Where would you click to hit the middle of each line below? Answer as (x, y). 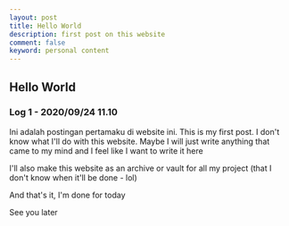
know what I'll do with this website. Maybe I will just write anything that (140, 141)
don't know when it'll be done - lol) (74, 177)
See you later (33, 212)
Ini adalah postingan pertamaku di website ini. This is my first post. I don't (144, 131)
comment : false (37, 42)
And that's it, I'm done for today (68, 195)
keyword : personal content (59, 51)
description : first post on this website (87, 34)
